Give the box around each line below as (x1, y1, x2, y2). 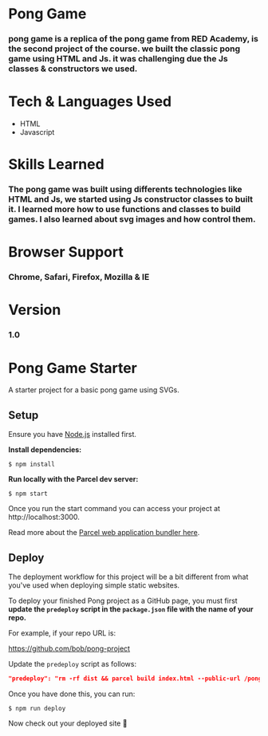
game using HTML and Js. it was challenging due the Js (8, 53, 229, 65)
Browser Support (8, 243, 124, 262)
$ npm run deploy (8, 704, 66, 712)
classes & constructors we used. (8, 63, 138, 74)
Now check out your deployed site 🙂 (8, 718, 128, 728)
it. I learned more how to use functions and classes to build (8, 204, 241, 215)
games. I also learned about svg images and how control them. (8, 214, 256, 225)
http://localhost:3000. (8, 512, 80, 522)
